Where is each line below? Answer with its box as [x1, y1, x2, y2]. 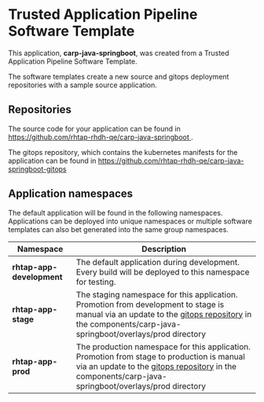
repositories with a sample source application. [8, 80, 157, 90]
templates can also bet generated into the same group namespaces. [8, 224, 229, 234]
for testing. [75, 276, 116, 287]
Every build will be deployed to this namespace [75, 266, 250, 277]
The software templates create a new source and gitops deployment [8, 72, 229, 81]
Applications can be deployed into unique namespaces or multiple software [8, 216, 253, 226]
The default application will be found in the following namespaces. [8, 208, 223, 217]
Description [141, 243, 187, 254]
